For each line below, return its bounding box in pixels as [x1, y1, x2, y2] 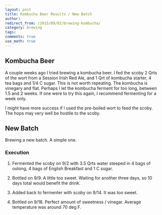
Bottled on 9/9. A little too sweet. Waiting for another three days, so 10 [12, 175, 152, 180]
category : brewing [5, 25, 42, 30]
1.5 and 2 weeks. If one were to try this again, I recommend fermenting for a [5, 90, 157, 96]
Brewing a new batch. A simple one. [5, 137, 77, 143]
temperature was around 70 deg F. [12, 204, 81, 210]
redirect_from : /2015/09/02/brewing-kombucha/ [5, 20, 101, 26]
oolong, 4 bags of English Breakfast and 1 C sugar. [12, 165, 113, 171]
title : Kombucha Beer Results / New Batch [5, 12, 92, 17]
